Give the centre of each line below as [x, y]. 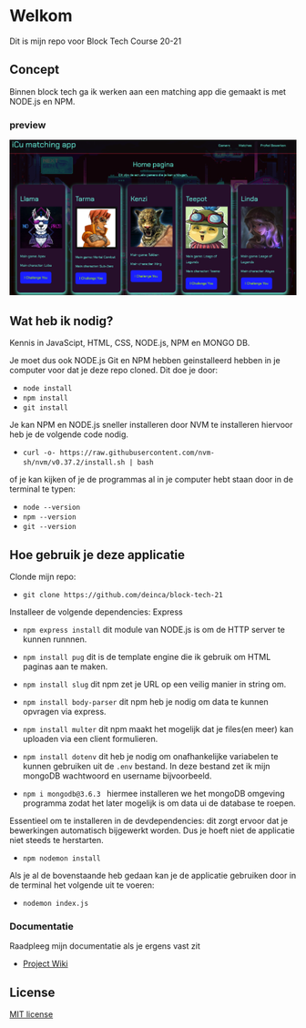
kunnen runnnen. [55, 639]
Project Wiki [45, 964]
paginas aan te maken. [65, 667]
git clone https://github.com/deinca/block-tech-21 [122, 595]
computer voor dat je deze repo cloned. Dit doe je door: [114, 371]
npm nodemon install [61, 859]
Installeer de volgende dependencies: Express [97, 612]
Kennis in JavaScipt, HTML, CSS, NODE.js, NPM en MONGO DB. [130, 343]
